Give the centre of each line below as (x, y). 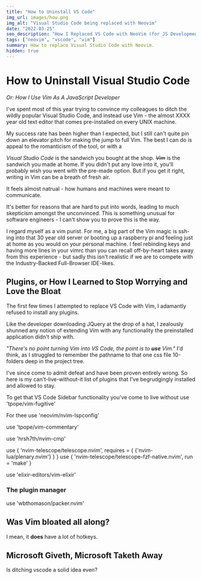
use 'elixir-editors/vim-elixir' (41, 474)
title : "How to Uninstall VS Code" (51, 12)
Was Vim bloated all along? (58, 522)
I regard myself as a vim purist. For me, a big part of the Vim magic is (92, 231)
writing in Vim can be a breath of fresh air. (58, 177)
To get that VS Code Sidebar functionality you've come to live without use (98, 397)
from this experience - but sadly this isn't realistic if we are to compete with (100, 257)
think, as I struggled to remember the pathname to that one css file (89, 355)
